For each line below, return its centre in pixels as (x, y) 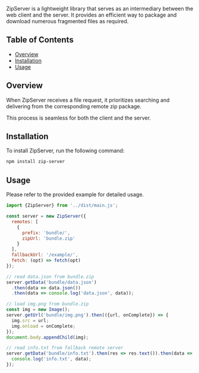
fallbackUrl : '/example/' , (45, 255)
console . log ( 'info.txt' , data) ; (52, 359)
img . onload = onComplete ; (44, 326)
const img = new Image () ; (38, 310)
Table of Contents (40, 40)
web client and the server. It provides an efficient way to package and (91, 15)
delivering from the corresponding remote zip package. (74, 106)
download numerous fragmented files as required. (67, 21)
